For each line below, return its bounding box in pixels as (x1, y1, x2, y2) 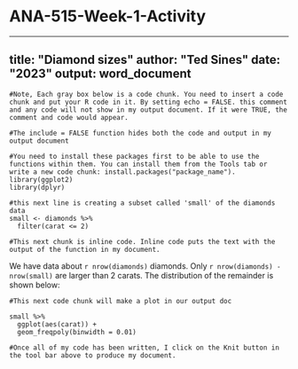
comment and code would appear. (9, 113, 129, 122)
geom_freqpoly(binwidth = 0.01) (17, 327, 137, 336)
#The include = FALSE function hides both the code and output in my (9, 129, 272, 137)
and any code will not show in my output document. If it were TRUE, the (9, 105, 288, 114)
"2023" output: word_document (9, 67, 192, 82)
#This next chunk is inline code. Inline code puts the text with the (9, 237, 276, 246)
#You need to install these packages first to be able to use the (9, 152, 260, 161)
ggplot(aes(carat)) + (17, 319, 98, 329)
